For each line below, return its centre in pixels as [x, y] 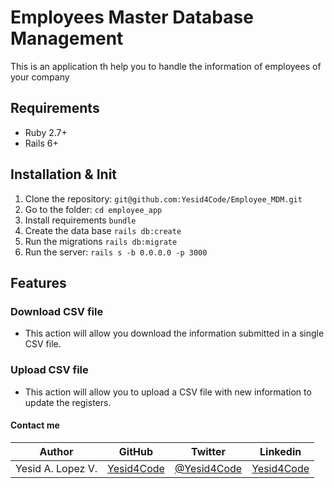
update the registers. [68, 402]
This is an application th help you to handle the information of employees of [166, 66]
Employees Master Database [132, 17]
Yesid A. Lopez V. [56, 468]
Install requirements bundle [80, 220]
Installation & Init [64, 174]
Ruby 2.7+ [46, 132]
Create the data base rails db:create [103, 230]
